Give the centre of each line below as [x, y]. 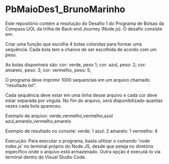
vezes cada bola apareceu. [33, 106]
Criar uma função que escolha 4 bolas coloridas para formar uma [74, 44]
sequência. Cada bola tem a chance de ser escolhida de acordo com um [81, 49]
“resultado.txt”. [21, 85]
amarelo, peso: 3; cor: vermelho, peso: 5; [48, 70]
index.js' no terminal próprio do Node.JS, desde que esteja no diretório [79, 146]
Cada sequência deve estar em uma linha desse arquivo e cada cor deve [81, 95]
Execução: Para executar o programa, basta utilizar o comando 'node [78, 141]
